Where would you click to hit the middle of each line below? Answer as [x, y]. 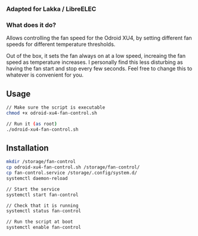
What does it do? [31, 24]
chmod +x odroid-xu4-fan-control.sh [52, 113]
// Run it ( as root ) [32, 124]
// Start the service [33, 189]
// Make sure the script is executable [56, 108]
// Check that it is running [42, 206]
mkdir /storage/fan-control [41, 162]
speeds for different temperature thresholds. [61, 44]
